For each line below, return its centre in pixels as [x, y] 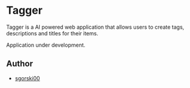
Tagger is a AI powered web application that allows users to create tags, [95, 27]
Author [19, 64]
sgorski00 [27, 78]
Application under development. [46, 45]
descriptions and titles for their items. [52, 33]
